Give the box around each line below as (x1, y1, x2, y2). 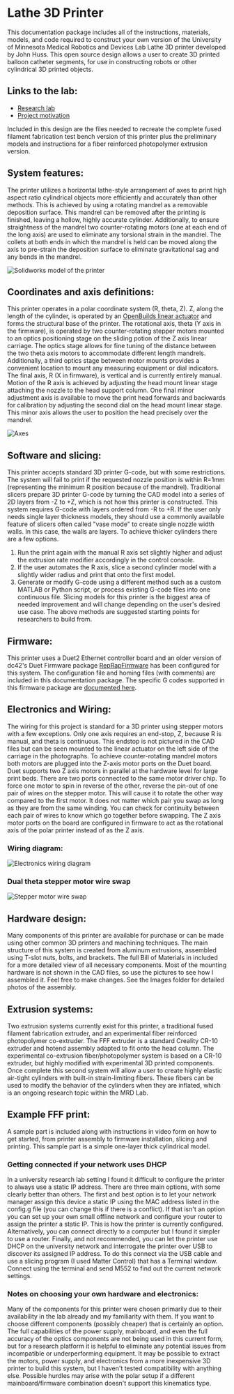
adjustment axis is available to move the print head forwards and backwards (7, 394, 226, 402)
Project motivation (17, 111, 70, 119)
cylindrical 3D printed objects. (7, 65, 94, 73)
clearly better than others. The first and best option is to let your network (7, 1190, 217, 1199)
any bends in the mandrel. (7, 253, 82, 261)
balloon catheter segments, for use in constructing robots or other (7, 57, 197, 66)
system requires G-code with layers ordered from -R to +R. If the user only (7, 505, 221, 514)
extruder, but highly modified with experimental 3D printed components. (7, 1059, 214, 1067)
